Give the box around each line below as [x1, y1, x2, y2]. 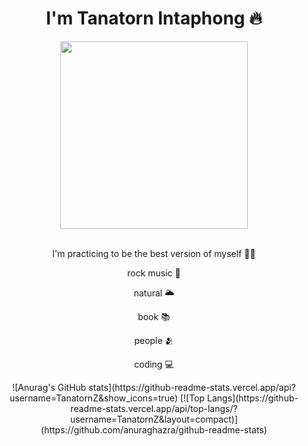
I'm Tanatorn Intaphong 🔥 [45, 7, 263, 30]
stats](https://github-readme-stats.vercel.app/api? [88, 381, 296, 393]
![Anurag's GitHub [12, 381, 87, 393]
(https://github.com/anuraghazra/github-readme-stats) [40, 423, 268, 436]
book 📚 [137, 310, 171, 322]
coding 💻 [134, 358, 174, 370]
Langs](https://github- [207, 392, 299, 404]
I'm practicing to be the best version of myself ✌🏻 [52, 247, 256, 259]
